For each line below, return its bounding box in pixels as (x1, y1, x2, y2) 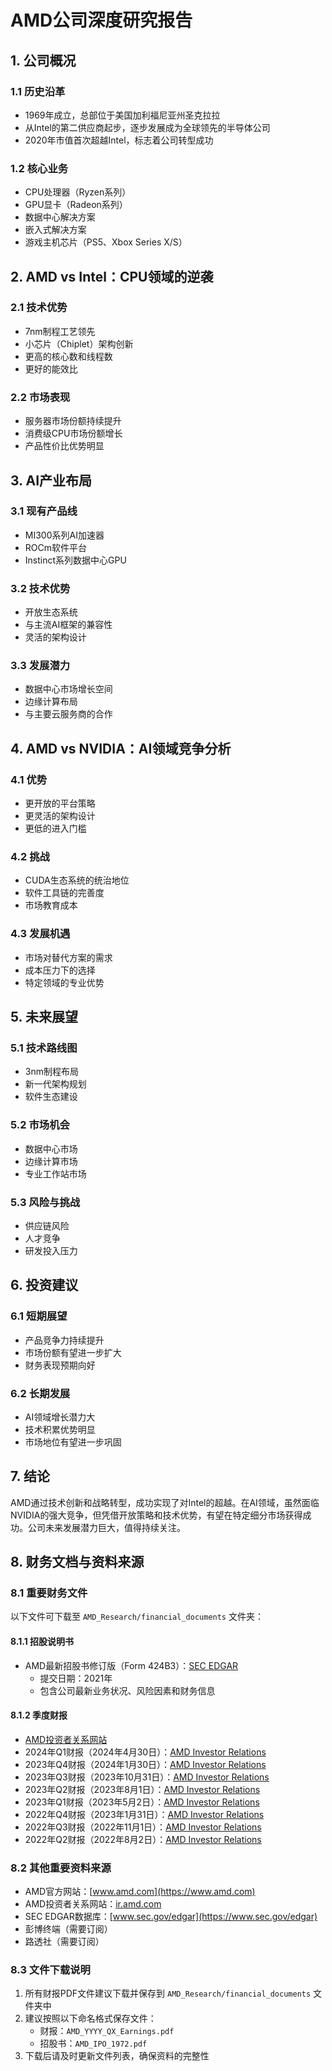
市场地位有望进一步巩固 (24, 1436, 122, 1448)
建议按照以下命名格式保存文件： (24, 2012, 157, 2025)
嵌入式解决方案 (24, 224, 87, 236)
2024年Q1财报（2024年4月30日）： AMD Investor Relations (24, 1746, 267, 1758)
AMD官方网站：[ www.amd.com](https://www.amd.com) (24, 1886, 256, 1898)
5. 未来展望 (10, 1009, 78, 1026)
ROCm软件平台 (24, 541, 88, 553)
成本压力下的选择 (24, 964, 96, 976)
